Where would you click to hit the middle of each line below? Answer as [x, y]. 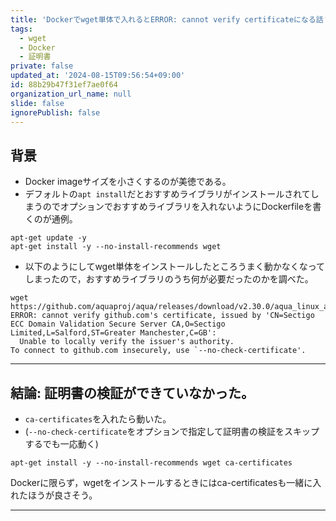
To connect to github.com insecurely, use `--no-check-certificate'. [158, 351]
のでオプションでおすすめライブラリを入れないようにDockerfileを [177, 207]
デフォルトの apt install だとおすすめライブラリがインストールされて [167, 194]
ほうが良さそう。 [62, 495]
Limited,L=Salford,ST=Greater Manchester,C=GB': [113, 333]
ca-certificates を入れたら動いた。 [98, 419]
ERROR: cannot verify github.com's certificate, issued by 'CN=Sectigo [162, 316]
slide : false [37, 103]
